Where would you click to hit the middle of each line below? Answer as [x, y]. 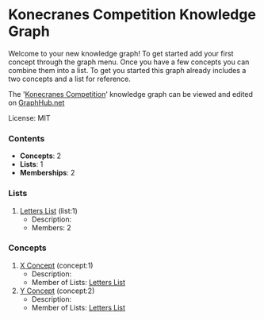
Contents [27, 138]
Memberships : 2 [47, 173]
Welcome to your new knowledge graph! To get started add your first [121, 53]
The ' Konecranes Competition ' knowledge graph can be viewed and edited [131, 94]
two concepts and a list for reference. [69, 79]
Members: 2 [51, 227]
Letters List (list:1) [48, 210]
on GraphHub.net [36, 102]
